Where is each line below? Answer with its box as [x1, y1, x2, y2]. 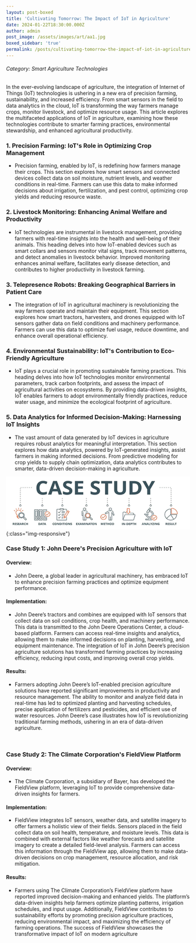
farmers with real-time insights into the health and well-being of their [14, 235, 180, 242]
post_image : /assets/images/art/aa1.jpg [6, 34, 106, 40]
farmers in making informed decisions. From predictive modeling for [14, 452, 178, 460]
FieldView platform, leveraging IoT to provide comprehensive [14, 784, 161, 791]
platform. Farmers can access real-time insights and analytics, [31, 629, 181, 636]
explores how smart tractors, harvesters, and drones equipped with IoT [14, 313, 185, 320]
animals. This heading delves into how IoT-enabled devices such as [14, 241, 177, 248]
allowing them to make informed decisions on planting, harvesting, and [14, 636, 185, 643]
